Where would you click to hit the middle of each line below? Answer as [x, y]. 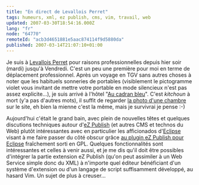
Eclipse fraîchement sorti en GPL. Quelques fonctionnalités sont [85, 144]
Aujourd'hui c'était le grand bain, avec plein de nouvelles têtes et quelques [98, 118]
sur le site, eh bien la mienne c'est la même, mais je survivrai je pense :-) [96, 107]
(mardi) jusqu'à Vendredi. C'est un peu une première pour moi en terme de [98, 68]
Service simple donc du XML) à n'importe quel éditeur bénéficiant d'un [94, 163]
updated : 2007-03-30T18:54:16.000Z [50, 23]
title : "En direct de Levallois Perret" [57, 12]
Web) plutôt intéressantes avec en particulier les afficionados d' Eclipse [94, 131]
